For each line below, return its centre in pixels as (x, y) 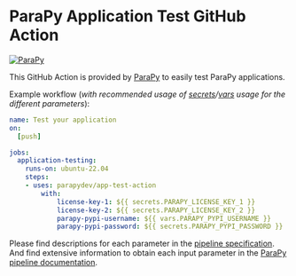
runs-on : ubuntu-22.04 (67, 169)
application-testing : (57, 161)
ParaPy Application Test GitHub (128, 16)
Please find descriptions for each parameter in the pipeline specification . (142, 244)
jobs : (19, 153)
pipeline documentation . (53, 263)
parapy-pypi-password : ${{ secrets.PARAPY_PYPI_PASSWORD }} (170, 227)
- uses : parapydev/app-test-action (91, 185)
